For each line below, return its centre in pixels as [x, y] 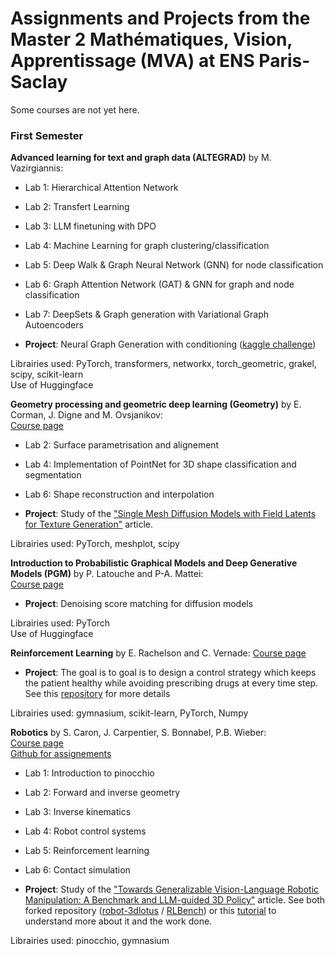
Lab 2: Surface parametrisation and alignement [122, 445]
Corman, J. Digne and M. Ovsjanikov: [86, 415]
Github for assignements [61, 754]
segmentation [53, 475]
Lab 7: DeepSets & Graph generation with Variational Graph [146, 314]
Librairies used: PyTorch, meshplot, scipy [95, 544]
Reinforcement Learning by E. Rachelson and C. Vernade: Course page [158, 653]
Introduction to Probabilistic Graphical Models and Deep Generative [154, 563]
